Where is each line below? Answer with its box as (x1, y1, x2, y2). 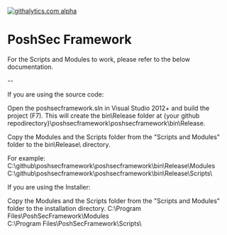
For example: (7, 153, 46, 163)
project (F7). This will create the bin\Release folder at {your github (7, 111, 200, 120)
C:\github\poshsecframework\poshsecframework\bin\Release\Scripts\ (7, 169, 213, 177)
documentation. (7, 62, 54, 71)
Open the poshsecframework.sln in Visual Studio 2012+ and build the (7, 104, 210, 112)
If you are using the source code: (7, 89, 104, 99)
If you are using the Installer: (7, 182, 91, 191)
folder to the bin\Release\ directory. (7, 140, 111, 148)
